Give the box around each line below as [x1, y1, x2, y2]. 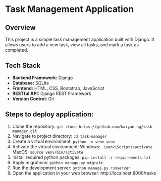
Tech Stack [5, 61, 41, 70]
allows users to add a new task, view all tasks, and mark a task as [5, 42, 139, 48]
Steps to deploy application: [5, 110, 94, 119]
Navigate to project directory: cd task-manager [12, 133, 107, 139]
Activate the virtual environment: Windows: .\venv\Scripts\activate [12, 143, 153, 150]
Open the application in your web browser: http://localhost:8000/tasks [12, 170, 156, 176]
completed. [5, 47, 28, 53]
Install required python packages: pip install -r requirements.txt [12, 154, 151, 160]
